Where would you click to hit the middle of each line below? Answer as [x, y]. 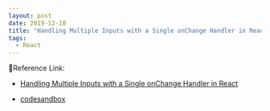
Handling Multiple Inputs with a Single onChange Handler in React [129, 84]
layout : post [30, 16]
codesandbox [43, 99]
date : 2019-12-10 [37, 23]
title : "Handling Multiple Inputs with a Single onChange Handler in [127, 30]
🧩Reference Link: [37, 68]
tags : [17, 38]
